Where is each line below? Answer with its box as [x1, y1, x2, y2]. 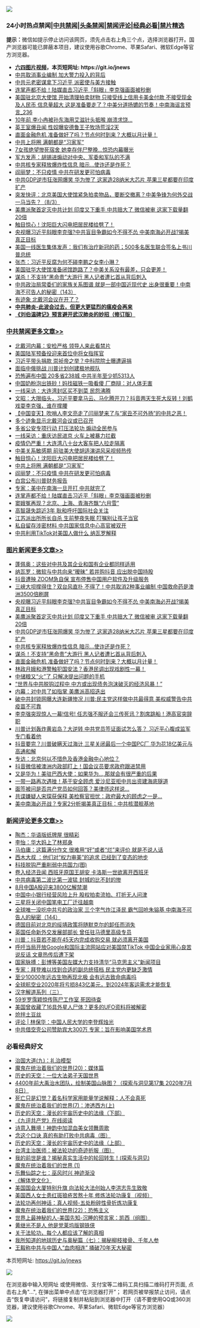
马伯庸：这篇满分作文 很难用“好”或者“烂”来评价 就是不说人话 [14, 846, 164, 854]
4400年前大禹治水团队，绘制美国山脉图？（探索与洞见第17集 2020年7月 [14, 1079, 192, 1087]
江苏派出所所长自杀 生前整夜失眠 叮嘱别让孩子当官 [14, 514, 139, 521]
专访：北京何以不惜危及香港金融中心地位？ [14, 755, 120, 762]
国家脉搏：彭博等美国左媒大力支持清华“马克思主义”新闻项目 [14, 958, 161, 966]
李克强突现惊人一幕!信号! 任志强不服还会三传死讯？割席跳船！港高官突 [14, 710, 187, 717]
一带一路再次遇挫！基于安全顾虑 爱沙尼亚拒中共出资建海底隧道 [14, 778, 168, 785]
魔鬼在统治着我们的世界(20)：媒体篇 [14, 1064, 104, 1072]
